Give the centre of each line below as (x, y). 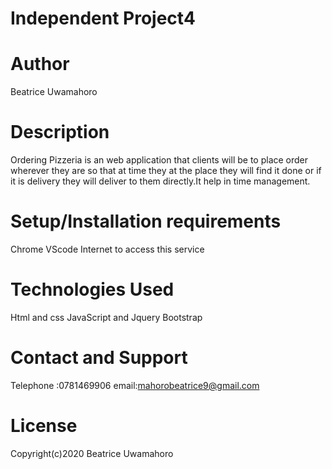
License (44, 426)
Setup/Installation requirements (146, 221)
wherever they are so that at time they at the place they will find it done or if (166, 171)
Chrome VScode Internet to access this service (107, 249)
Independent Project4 (103, 18)
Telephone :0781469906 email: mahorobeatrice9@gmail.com (135, 385)
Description (60, 132)
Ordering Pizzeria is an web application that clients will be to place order (159, 160)
